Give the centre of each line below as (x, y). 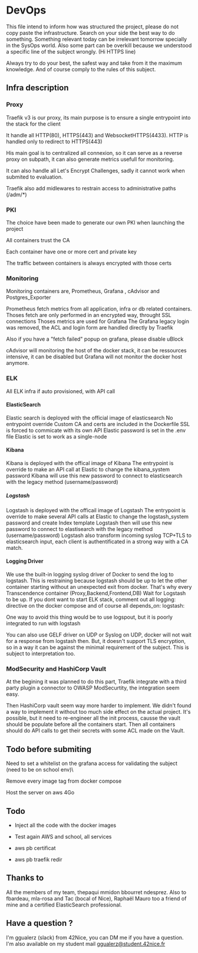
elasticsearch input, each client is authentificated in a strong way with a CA (97, 541)
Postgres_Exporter (29, 298)
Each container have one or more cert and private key (71, 252)
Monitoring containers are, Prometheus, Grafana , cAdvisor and (83, 291)
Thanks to (25, 878)
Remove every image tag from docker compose (64, 781)
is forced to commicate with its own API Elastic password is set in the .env (96, 430)
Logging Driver (25, 561)
